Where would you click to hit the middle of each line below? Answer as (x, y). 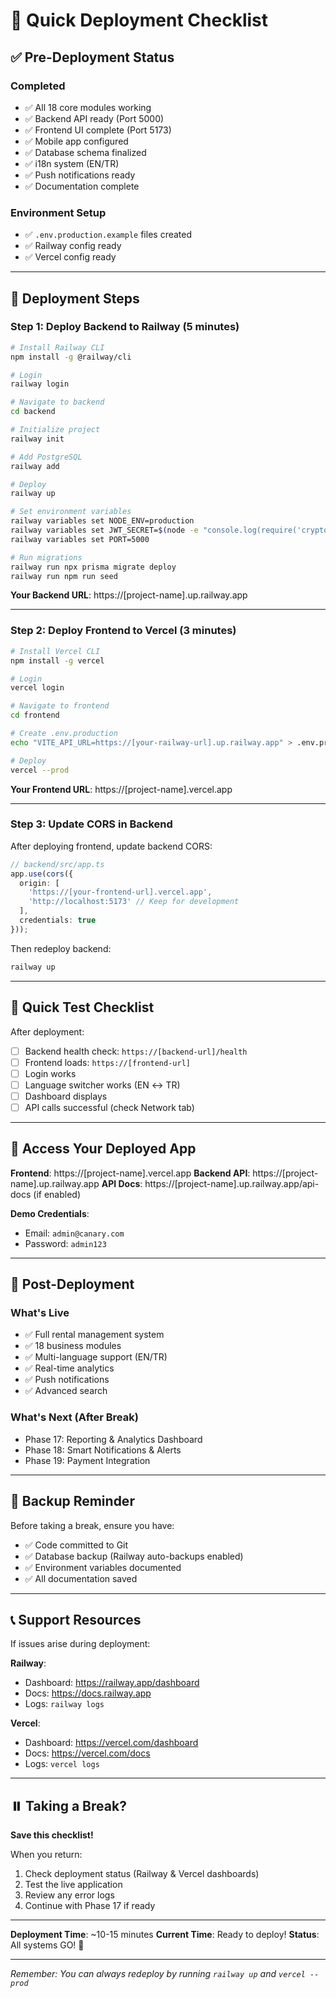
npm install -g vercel (57, 660)
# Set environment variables (71, 512)
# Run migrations (46, 557)
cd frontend (35, 715)
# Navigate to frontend (60, 706)
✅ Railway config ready (73, 246)
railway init (37, 439)
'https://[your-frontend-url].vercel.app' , (120, 892)
